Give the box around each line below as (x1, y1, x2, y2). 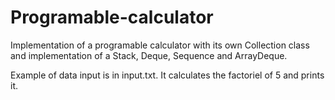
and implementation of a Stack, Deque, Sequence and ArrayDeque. (10, 49, 288, 61)
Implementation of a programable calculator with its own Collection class (10, 39, 310, 51)
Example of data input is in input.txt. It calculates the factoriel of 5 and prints (10, 69, 325, 81)
